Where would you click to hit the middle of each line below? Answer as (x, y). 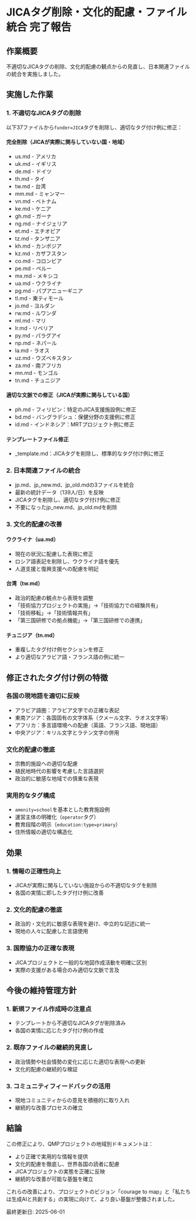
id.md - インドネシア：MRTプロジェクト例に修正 (74, 425)
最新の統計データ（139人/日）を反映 (59, 492)
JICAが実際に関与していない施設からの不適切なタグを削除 (86, 885)
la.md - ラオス (32, 350)
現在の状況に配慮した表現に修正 (54, 553)
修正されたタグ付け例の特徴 (57, 677)
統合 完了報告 (39, 27)
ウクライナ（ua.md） (32, 539)
